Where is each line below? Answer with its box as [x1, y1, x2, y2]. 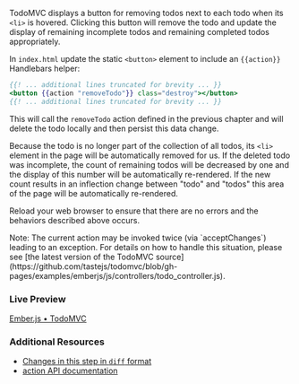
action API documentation [21, 365, 118, 376]
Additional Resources [9, 336, 105, 348]
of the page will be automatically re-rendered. [9, 188, 179, 198]
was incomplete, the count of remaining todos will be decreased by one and [9, 159, 289, 170]
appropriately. [9, 36, 61, 47]
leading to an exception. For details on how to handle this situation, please [9, 241, 283, 252]
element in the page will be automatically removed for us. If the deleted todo [9, 150, 291, 161]
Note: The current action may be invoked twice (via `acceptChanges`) [9, 232, 267, 243]
